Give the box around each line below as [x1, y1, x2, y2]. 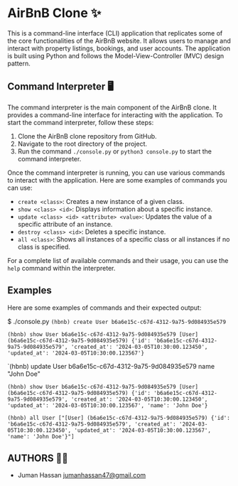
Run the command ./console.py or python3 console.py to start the [17, 147, 212, 156]
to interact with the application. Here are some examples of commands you [7, 175, 227, 184]
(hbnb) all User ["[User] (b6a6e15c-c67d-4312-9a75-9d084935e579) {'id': [7, 414, 231, 421]
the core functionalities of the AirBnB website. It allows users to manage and [7, 36, 231, 45]
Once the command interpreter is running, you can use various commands [7, 168, 225, 177]
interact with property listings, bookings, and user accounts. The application [7, 44, 231, 53]
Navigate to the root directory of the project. [17, 139, 148, 148]
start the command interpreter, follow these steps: [7, 118, 154, 126]
